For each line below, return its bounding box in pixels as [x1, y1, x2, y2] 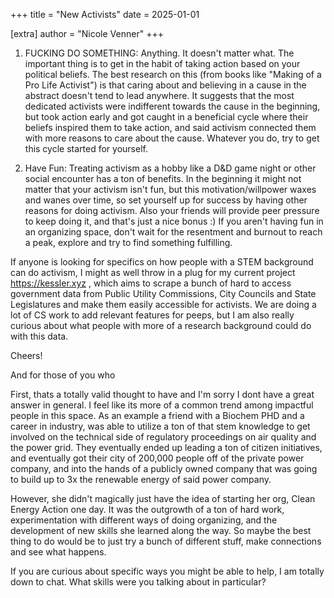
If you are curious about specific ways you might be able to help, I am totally [10, 565, 325, 577]
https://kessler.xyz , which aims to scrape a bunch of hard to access [10, 277, 292, 289]
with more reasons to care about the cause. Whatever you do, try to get [24, 132, 320, 144]
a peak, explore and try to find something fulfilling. [24, 237, 233, 248]
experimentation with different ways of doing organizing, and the [10, 514, 278, 526]
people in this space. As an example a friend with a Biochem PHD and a [10, 410, 305, 421]
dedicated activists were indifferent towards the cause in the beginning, [24, 100, 321, 112]
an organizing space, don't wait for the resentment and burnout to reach [24, 226, 323, 238]
